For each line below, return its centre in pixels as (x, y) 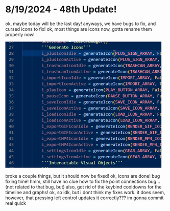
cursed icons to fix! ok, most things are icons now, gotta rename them (79, 29)
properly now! (20, 34)
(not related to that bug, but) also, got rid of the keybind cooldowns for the (83, 187)
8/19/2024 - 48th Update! (61, 9)
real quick (16, 203)
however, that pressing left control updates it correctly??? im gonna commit (84, 198)
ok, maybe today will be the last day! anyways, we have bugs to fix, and (81, 24)
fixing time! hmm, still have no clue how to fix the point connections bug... (83, 181)
